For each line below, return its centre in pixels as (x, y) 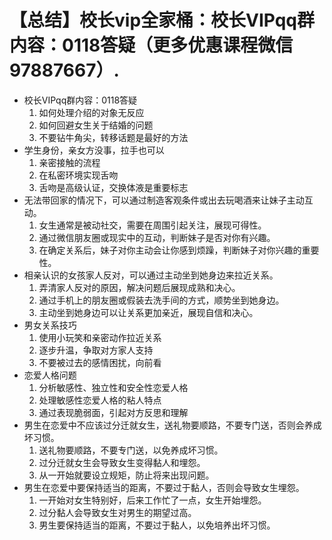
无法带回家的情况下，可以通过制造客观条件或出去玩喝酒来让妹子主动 (164, 200)
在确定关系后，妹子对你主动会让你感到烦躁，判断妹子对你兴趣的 (170, 250)
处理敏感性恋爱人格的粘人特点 (100, 400)
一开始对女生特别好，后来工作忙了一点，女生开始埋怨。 (152, 500)
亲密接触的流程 (69, 162)
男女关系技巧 (50, 325)
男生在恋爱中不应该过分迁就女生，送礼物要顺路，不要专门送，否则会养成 (172, 425)
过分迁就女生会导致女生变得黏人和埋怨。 (122, 462)
